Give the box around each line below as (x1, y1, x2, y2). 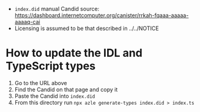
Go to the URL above (14, 79, 67, 86)
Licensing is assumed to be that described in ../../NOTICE (14, 24, 160, 32)
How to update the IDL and (6, 46, 143, 60)
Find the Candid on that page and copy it (14, 86, 118, 93)
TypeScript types (6, 59, 96, 73)
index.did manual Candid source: (14, 6, 100, 12)
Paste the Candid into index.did (14, 92, 95, 100)
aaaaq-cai (14, 18, 40, 25)
